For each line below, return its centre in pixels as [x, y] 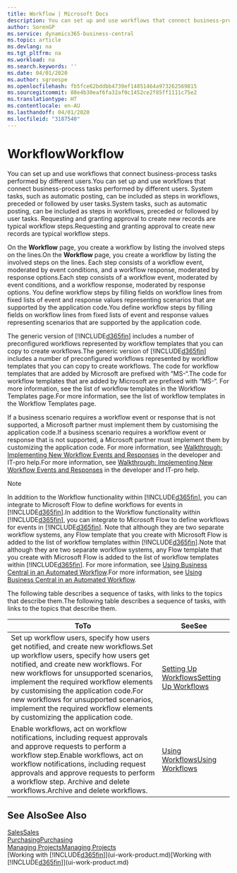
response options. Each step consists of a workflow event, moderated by [113, 277]
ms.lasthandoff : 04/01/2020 [49, 112]
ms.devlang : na [30, 47]
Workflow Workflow [66, 154]
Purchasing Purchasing [40, 840]
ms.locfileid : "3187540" [44, 119]
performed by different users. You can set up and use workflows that [107, 181]
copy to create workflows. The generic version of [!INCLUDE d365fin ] [107, 351]
